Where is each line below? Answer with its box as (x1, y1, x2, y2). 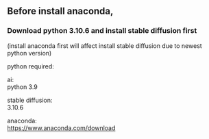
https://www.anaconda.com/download (7, 123, 116, 132)
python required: (7, 62, 55, 71)
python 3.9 (7, 82, 38, 91)
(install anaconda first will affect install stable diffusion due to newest (7, 41, 202, 50)
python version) (7, 49, 52, 57)
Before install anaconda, (7, 5, 114, 17)
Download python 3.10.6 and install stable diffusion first (7, 26, 197, 36)
